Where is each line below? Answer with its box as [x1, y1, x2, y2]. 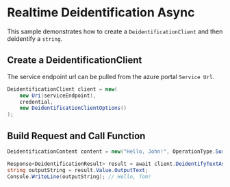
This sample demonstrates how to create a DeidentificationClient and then [7, 27, 223, 35]
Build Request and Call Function [7, 130, 146, 141]
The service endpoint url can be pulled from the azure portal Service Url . [7, 72, 215, 81]
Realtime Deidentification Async [7, 5, 195, 20]
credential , [19, 98, 53, 105]
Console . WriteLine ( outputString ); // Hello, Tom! [7, 173, 152, 180]
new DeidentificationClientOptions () [19, 104, 127, 112]
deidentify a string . [7, 34, 63, 42]
